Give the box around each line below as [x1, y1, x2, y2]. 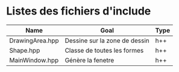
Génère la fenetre [64, 56, 115, 64]
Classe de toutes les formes [64, 46, 144, 54]
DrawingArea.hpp [9, 36, 59, 45]
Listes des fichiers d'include [6, 4, 151, 18]
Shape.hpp [9, 46, 40, 54]
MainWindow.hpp [9, 56, 59, 64]
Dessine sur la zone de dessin [64, 36, 149, 45]
